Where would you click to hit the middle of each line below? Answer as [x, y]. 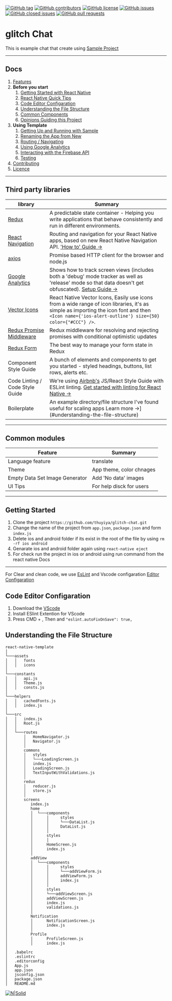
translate [103, 462]
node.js [58, 262]
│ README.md [20, 984]
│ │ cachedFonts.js [31, 701]
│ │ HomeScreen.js [41, 844]
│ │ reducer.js [31, 786]
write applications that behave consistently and [106, 219]
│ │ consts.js [25, 687]
